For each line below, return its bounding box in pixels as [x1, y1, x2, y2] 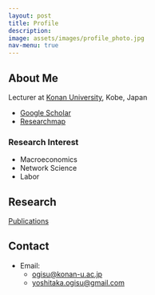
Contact [8, 240, 50, 253]
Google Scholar [19, 107, 72, 117]
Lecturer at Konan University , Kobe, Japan [8, 92, 148, 102]
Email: [19, 261, 41, 270]
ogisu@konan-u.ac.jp [31, 269, 102, 279]
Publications [8, 216, 50, 226]
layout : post [8, 11, 52, 20]
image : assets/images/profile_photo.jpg [8, 34, 145, 42]
